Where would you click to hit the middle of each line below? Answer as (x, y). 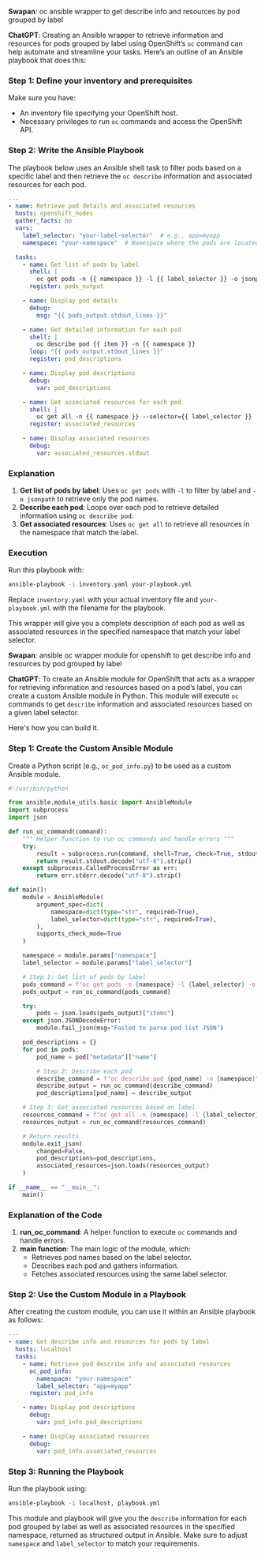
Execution (28, 553)
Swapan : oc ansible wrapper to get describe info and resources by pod (124, 11)
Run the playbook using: (47, 1488)
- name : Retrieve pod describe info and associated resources (127, 1364)
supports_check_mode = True (79, 934)
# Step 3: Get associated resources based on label (109, 1108)
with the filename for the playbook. (109, 608)
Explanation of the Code (55, 1215)
